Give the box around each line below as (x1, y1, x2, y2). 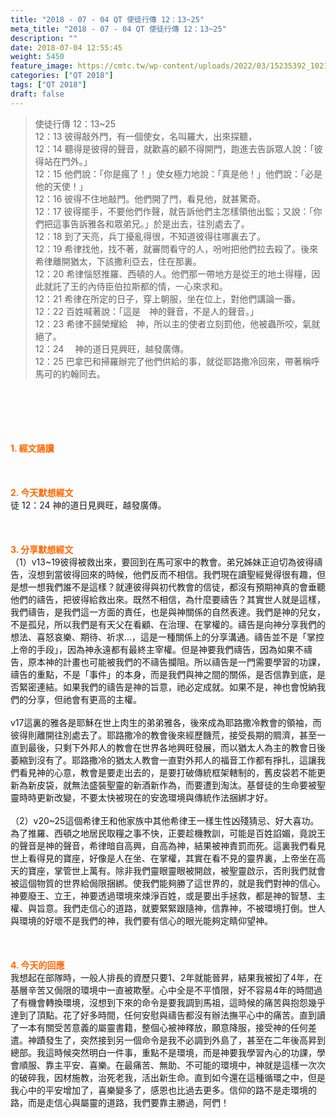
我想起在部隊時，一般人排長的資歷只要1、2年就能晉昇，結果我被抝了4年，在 (10, 971, 323, 983)
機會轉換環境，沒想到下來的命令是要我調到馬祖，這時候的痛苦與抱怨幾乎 (27, 996, 326, 1008)
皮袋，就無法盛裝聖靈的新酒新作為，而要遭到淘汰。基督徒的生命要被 (36, 779, 317, 791)
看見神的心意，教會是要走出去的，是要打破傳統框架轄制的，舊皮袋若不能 (18, 766, 317, 778)
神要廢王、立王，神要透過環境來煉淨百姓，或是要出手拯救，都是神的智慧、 (10, 889, 317, 901)
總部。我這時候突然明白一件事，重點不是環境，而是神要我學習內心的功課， (10, 1046, 317, 1058)
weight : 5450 (10, 52, 65, 62)
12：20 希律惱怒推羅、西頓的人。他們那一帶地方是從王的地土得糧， (34, 267, 312, 280)
